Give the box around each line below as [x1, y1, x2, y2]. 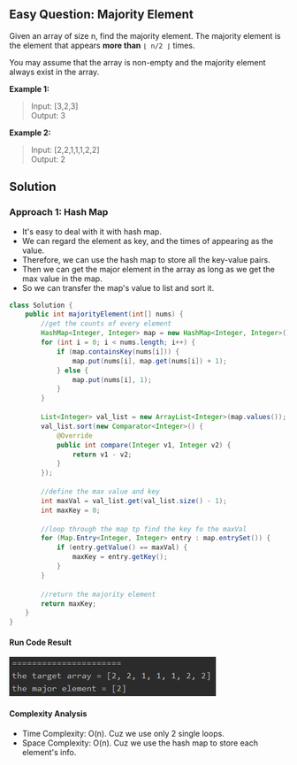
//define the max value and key [41, 487, 161, 496]
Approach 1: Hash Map [9, 206, 109, 218]
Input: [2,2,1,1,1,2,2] [30, 144, 100, 155]
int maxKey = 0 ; [41, 506, 101, 515]
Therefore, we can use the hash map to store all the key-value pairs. [21, 254, 271, 264]
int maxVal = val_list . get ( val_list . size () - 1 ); [41, 496, 227, 505]
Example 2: [9, 127, 51, 138]
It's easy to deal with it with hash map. [21, 226, 162, 237]
